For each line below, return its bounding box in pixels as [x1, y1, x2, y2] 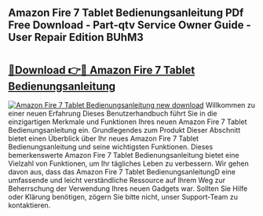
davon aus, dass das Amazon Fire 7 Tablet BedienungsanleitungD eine [8, 167, 236, 176]
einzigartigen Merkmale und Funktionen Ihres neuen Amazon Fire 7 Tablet [8, 117, 247, 126]
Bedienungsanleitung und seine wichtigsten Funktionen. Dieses [8, 142, 214, 152]
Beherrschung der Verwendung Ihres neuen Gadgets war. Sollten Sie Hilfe [8, 184, 248, 193]
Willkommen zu [205, 101, 256, 109]
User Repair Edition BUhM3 [8, 31, 144, 44]
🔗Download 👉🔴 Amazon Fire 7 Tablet [8, 63, 195, 77]
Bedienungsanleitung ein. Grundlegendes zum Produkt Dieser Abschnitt [8, 126, 241, 134]
